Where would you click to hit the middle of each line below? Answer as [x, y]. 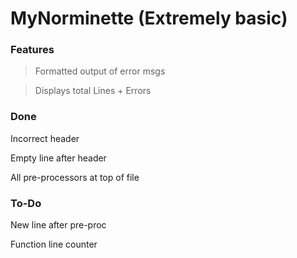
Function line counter [54, 244]
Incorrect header [45, 138]
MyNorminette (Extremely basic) [149, 18]
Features [32, 50]
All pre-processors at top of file [75, 177]
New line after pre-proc [58, 225]
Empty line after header [58, 158]
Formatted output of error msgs [100, 71]
